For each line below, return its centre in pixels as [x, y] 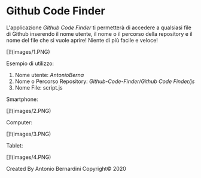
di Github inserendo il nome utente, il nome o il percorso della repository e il [99, 33]
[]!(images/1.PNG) [28, 51]
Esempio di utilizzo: [30, 63]
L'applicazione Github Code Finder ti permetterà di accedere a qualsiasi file [99, 27]
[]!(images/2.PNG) [29, 111]
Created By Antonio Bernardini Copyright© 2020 [66, 168]
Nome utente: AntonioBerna [49, 75]
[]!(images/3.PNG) [29, 134]
